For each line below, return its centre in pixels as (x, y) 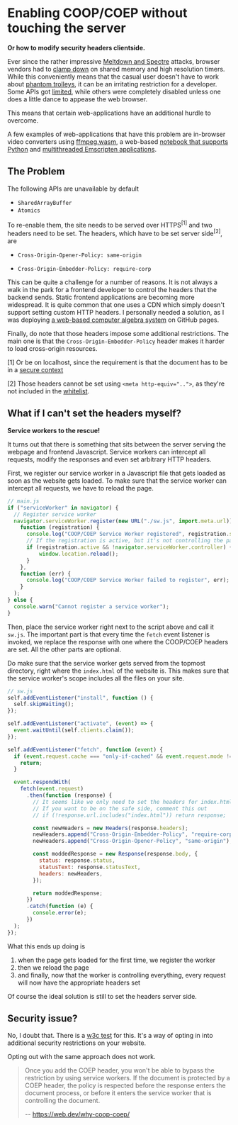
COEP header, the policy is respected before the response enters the (125, 1085)
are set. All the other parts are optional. (64, 649)
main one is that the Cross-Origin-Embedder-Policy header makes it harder (116, 341)
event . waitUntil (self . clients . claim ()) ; (74, 730)
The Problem (36, 172)
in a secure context (35, 370)
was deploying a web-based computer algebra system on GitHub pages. (113, 320)
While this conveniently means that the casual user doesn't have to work (113, 77)
